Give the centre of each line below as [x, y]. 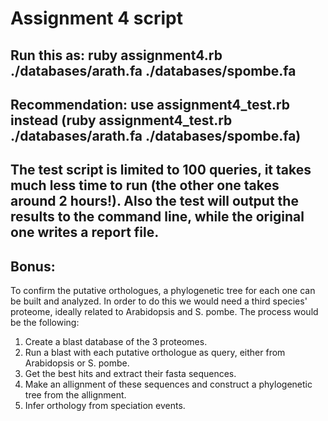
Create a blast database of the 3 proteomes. [116, 342]
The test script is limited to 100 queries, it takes [161, 170]
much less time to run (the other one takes [145, 185]
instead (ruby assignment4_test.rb [121, 120]
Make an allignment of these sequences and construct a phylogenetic [168, 384]
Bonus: [33, 266]
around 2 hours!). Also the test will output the [154, 201]
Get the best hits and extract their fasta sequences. [130, 374]
